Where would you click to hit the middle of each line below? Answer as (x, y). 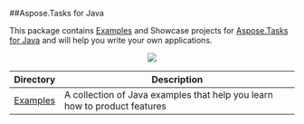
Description (177, 79)
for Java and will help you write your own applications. (111, 40)
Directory (35, 79)
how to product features (115, 106)
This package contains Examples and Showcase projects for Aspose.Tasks (149, 30)
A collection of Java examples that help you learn (169, 95)
